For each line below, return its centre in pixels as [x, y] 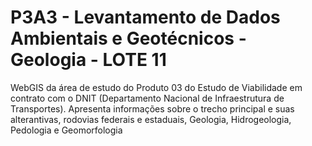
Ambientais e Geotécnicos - [128, 38]
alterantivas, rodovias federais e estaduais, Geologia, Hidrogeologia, [151, 119]
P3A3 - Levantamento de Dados [145, 17]
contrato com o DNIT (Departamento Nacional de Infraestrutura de [147, 98]
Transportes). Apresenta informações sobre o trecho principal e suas [152, 108]
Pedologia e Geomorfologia [66, 130]
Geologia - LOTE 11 [88, 60]
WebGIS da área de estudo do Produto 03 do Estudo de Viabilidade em [156, 87]
